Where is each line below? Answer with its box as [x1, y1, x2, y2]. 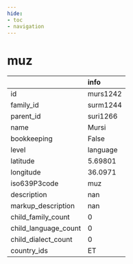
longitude [10, 167, 41, 177]
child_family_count [10, 212, 70, 222]
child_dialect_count [10, 235, 73, 245]
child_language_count [10, 223, 81, 233]
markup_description [10, 201, 75, 211]
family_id [10, 101, 39, 110]
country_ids [10, 246, 48, 256]
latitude [10, 156, 35, 166]
